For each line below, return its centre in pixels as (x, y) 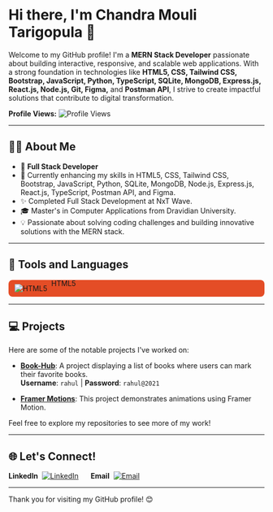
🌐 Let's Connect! (52, 456)
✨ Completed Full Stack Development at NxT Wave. (106, 201)
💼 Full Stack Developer (59, 166)
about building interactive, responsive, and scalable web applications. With (134, 63)
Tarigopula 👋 (52, 32)
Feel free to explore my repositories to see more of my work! (110, 423)
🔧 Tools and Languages (69, 265)
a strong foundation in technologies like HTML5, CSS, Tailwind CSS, (123, 72)
